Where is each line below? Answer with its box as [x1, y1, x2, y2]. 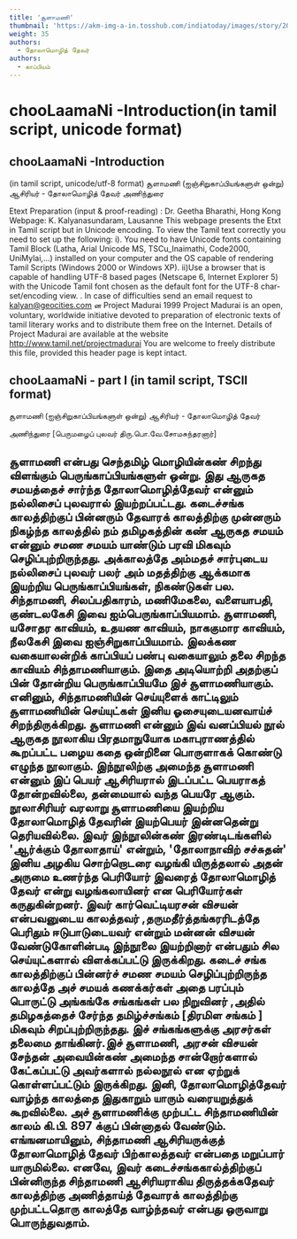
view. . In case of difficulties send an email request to [58, 290, 254, 301]
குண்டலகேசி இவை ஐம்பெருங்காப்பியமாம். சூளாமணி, [9, 607, 278, 622]
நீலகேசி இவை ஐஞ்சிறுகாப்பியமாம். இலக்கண [9, 634, 237, 649]
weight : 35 [9, 29, 49, 38]
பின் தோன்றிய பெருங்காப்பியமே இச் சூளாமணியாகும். [9, 676, 274, 691]
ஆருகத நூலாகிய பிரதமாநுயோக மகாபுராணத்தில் [9, 732, 255, 747]
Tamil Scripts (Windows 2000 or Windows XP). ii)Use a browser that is [9, 262, 266, 273]
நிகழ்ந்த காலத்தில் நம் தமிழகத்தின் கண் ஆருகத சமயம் [9, 523, 283, 538]
